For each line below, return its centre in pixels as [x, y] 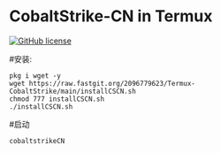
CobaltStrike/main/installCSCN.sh [73, 91]
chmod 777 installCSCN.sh [57, 99]
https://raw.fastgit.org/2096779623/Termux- [112, 83]
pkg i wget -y [35, 76]
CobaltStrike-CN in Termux [111, 16]
